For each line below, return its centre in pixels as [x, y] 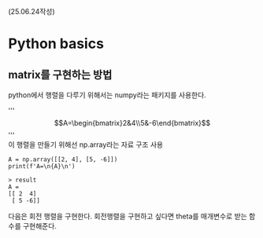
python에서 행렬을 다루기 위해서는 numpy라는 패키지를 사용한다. [107, 95]
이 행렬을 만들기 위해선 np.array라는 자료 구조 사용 [86, 145]
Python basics [56, 44]
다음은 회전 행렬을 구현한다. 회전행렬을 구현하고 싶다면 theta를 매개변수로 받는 [128, 216]
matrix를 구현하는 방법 [60, 74]
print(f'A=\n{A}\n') [42, 167]
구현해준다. [40, 226]
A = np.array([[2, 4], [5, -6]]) [63, 159]
